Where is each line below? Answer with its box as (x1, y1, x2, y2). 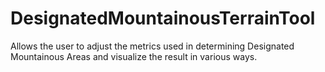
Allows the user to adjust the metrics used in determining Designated (10, 40, 295, 52)
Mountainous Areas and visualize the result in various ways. (10, 50, 258, 62)
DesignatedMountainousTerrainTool (10, 7, 316, 30)
